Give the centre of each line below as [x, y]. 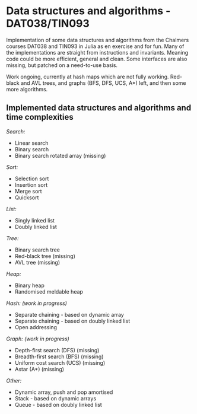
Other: [14, 380]
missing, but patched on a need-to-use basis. [62, 65]
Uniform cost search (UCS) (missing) [60, 362]
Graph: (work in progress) [38, 339]
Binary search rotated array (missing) [60, 155]
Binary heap [29, 285]
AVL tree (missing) [37, 262]
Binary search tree [37, 250]
